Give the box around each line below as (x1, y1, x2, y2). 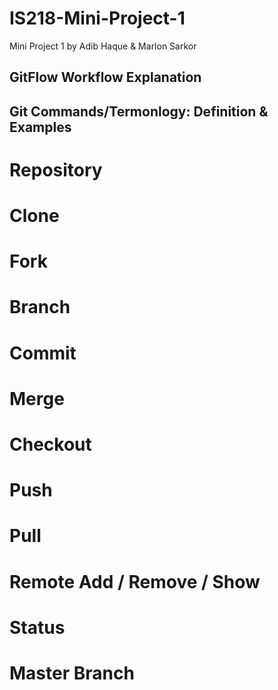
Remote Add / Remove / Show (9, 570, 261, 593)
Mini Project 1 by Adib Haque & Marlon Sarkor (9, 40, 197, 52)
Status (9, 616, 66, 639)
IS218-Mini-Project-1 (9, 7, 186, 30)
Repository (9, 158, 103, 181)
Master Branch (9, 662, 135, 684)
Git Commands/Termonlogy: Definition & (9, 103, 269, 120)
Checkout (9, 433, 92, 456)
